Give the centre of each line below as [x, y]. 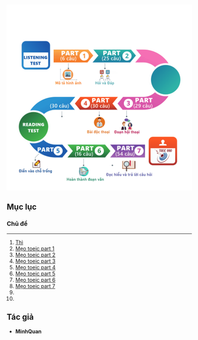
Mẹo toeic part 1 [35, 248]
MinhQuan [28, 331]
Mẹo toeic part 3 [35, 261]
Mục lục [22, 207]
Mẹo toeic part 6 [35, 280]
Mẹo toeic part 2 [35, 255]
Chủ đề [17, 224]
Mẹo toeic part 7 [35, 286]
